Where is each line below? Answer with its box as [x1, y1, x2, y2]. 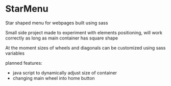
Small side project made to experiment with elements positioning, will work [5, 29, 162, 35]
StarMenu [5, 3, 48, 15]
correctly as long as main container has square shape [5, 35, 118, 41]
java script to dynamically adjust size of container [12, 69, 117, 76]
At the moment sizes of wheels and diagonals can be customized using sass [5, 45, 166, 51]
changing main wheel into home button [12, 75, 95, 81]
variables [5, 50, 25, 56]
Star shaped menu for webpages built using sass [5, 20, 108, 26]
